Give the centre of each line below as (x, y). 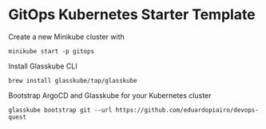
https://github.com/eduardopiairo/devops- (187, 110)
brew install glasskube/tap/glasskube (73, 80)
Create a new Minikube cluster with (67, 37)
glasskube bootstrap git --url (60, 110)
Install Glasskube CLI (43, 66)
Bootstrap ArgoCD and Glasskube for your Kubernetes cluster (110, 95)
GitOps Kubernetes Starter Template (132, 15)
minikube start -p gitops (51, 51)
